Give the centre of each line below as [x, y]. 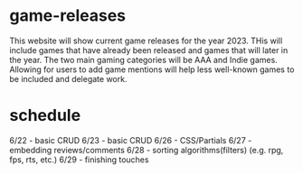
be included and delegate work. [68, 78]
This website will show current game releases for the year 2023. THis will [146, 41]
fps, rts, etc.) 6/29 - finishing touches [79, 160]
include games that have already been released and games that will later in [149, 50]
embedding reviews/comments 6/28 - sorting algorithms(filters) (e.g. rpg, [147, 150]
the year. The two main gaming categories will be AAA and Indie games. [143, 60]
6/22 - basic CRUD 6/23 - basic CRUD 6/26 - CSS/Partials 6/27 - [131, 140]
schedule [45, 116]
